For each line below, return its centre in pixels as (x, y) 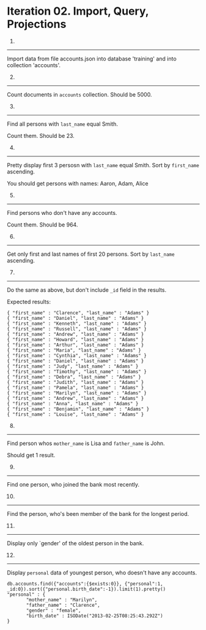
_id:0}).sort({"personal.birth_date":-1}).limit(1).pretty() (86, 589)
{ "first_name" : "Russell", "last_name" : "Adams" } (77, 329)
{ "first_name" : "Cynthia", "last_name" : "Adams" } (77, 355)
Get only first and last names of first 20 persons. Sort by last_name (91, 254)
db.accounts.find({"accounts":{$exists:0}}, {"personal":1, (85, 584)
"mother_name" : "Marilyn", (62, 599)
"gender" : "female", (53, 610)
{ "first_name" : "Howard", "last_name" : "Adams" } (75, 339)
